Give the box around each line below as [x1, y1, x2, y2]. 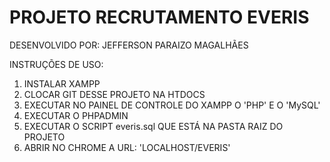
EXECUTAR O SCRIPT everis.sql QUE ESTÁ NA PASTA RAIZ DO [23, 120, 284, 132]
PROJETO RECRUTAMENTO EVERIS [9, 6, 310, 29]
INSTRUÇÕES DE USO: [9, 58, 104, 70]
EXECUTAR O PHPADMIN [23, 109, 129, 121]
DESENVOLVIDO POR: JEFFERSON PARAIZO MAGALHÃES [9, 39, 249, 51]
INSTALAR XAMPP [23, 77, 101, 90]
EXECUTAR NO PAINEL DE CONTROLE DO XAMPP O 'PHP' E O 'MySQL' [23, 99, 321, 111]
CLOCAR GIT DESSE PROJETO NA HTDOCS [23, 88, 206, 100]
